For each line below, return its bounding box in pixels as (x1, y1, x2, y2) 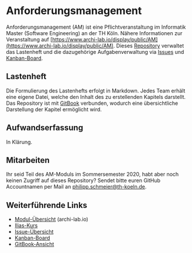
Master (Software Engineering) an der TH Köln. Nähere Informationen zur (6, 29, 183, 36)
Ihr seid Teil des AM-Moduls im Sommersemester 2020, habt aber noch (6, 171, 179, 178)
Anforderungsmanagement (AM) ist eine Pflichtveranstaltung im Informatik (6, 23, 186, 30)
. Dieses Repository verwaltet (113, 42, 184, 49)
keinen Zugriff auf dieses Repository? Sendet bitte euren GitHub (6, 177, 161, 184)
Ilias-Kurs (14, 222, 38, 229)
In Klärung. (6, 138, 33, 145)
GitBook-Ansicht (14, 241, 54, 248)
